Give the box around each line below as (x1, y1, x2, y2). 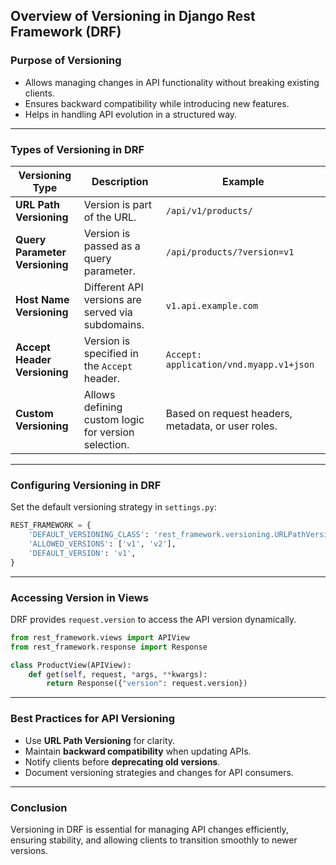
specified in (83, 346, 139, 360)
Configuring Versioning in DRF (10, 478, 162, 492)
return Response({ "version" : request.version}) (46, 679, 248, 689)
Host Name (15, 292, 70, 306)
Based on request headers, (165, 406, 293, 420)
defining (83, 400, 123, 414)
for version (83, 425, 135, 439)
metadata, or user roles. (165, 419, 278, 433)
